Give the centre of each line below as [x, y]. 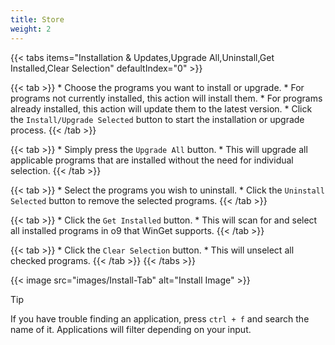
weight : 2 [31, 29]
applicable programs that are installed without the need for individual [152, 160]
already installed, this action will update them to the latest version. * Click [161, 108]
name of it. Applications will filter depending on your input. [131, 329]
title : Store [37, 19]
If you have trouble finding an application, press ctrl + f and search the [160, 318]
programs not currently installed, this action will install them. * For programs [166, 98]
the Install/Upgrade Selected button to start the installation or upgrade [157, 119]
